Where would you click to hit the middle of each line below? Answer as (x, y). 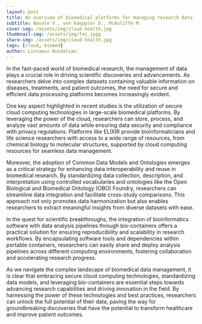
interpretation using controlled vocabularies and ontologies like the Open (97, 181)
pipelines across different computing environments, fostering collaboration (99, 251)
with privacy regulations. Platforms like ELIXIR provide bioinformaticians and (101, 131)
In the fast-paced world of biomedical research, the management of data (97, 68)
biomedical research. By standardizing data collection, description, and (95, 175)
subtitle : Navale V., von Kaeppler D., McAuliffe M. (74, 23)
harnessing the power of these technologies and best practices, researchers (101, 295)
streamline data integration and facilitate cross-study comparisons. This (96, 195)
